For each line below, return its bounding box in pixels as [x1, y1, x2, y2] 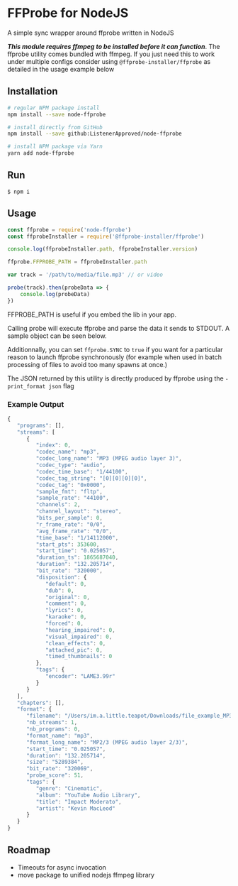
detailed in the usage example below [7, 65, 115, 73]
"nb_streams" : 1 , [25, 719, 78, 726]
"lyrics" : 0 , [45, 607, 84, 614]
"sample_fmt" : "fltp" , [35, 488, 103, 495]
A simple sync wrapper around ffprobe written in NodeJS [7, 28, 175, 37]
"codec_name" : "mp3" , [35, 449, 100, 456]
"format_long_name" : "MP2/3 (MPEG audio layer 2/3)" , [25, 738, 189, 746]
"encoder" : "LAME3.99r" [45, 673, 115, 680]
